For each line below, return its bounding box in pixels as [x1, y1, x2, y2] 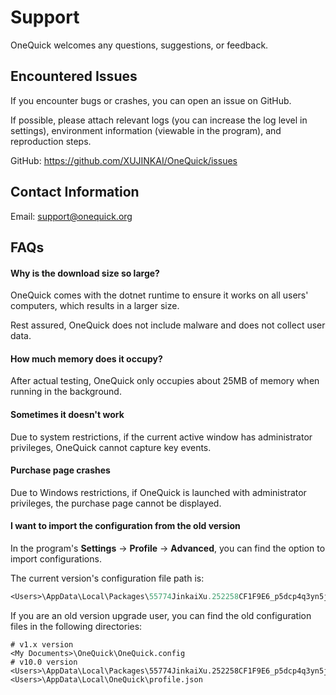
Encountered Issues [10, 68, 138, 85]
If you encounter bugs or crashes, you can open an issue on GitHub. [10, 94, 292, 106]
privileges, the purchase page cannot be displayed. [10, 497, 222, 509]
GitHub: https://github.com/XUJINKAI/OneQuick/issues [10, 154, 238, 166]
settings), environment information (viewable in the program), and [10, 124, 282, 136]
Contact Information [10, 184, 140, 201]
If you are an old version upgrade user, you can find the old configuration [10, 609, 312, 621]
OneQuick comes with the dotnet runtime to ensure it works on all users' [10, 289, 309, 301]
